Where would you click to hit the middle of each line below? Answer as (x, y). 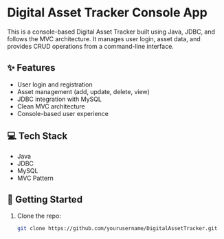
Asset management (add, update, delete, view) (83, 91)
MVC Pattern (35, 178)
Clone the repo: (39, 216)
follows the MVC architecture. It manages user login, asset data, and (104, 38)
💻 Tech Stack (37, 136)
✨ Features (31, 68)
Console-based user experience (63, 113)
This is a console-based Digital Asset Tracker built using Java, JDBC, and (111, 32)
